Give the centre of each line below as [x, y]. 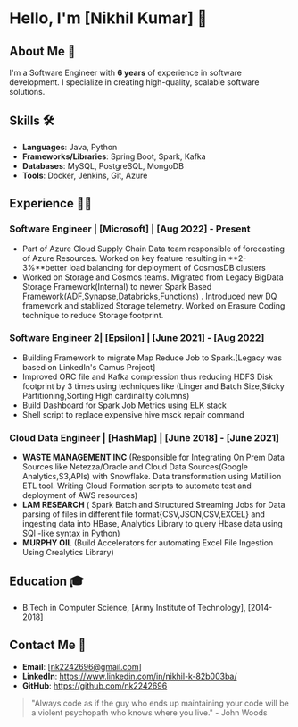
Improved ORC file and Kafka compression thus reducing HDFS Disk [148, 376]
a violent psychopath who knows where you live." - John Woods [149, 712]
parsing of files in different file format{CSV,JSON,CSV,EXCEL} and [144, 514]
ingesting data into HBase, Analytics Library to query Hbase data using [152, 524]
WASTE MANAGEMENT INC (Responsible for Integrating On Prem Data [153, 457]
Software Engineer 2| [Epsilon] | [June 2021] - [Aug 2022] [137, 338]
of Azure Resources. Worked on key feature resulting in [124, 258]
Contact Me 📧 [48, 645]
